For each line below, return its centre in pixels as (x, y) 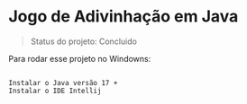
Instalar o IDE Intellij (55, 91)
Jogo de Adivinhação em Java (123, 17)
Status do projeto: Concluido (83, 41)
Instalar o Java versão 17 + (63, 82)
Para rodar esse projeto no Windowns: (80, 58)
